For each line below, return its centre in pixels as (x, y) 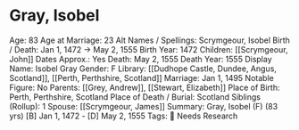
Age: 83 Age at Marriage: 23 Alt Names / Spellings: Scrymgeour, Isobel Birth (149, 40)
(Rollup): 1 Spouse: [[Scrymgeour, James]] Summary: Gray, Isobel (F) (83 (144, 106)
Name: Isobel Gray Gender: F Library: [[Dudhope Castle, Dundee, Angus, (143, 69)
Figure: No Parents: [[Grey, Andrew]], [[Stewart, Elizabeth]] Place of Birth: (145, 87)
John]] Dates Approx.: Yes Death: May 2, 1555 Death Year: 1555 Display (141, 59)
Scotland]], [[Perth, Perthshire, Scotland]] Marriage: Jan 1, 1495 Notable (141, 77)
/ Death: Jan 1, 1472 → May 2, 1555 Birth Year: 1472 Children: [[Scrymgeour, (149, 49)
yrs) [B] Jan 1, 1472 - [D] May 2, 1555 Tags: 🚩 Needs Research (124, 116)
